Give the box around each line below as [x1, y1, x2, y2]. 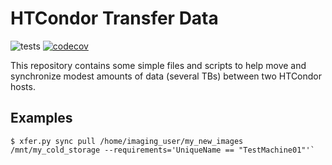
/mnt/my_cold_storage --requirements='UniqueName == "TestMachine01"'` [10, 145, 315, 155]
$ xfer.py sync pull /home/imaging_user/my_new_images [10, 136, 244, 146]
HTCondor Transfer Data [10, 7, 219, 30]
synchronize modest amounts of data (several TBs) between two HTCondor [10, 70, 323, 82]
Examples [10, 110, 73, 127]
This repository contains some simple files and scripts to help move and [10, 59, 307, 71]
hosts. [10, 80, 36, 92]
